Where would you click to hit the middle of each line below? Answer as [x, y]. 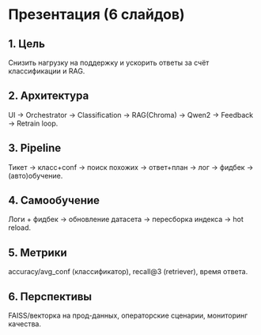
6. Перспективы [50, 297]
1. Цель [27, 44]
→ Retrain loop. [33, 123]
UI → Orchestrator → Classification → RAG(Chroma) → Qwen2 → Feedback [131, 115]
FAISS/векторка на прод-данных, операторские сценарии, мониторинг [128, 316]
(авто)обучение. [36, 175]
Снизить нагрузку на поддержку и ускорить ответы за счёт [109, 62]
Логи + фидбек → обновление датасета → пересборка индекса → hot [126, 220]
